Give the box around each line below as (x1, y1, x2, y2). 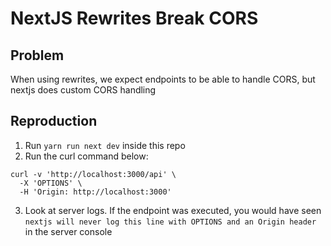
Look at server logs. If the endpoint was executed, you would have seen (24, 204, 322, 216)
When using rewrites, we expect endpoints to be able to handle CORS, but (10, 73, 316, 85)
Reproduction (10, 113, 98, 130)
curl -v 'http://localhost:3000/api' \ (10, 169, 177, 179)
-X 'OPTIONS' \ (19, 178, 83, 188)
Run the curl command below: (24, 150, 149, 162)
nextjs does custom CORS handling (10, 84, 157, 96)
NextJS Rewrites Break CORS (10, 7, 259, 30)
